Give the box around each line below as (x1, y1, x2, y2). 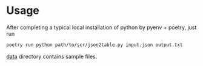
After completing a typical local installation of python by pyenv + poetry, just (6, 24, 197, 31)
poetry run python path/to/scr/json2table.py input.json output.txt (6, 42, 183, 48)
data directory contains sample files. (6, 53, 98, 60)
